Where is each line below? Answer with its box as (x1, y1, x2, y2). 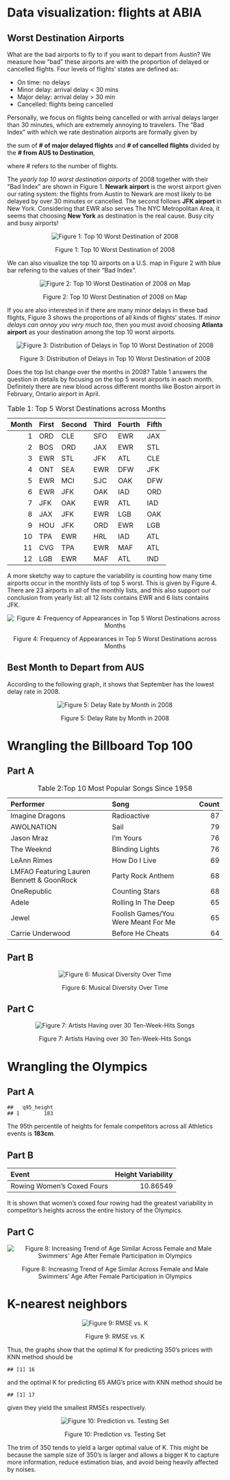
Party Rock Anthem (112, 870, 175, 880)
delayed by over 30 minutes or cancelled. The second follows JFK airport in (7, 197, 222, 205)
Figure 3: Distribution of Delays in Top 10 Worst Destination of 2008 (19, 355, 211, 362)
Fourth (118, 420, 140, 429)
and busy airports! (7, 219, 59, 227)
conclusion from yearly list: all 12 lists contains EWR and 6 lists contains (7, 594, 209, 601)
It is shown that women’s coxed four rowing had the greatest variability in (7, 1199, 214, 1207)
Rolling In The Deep (112, 897, 175, 907)
